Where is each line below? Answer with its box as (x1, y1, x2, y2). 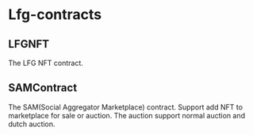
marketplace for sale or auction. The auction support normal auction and (8, 110, 246, 120)
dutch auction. (8, 119, 56, 129)
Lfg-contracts (8, 6, 102, 24)
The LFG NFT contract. (8, 58, 83, 67)
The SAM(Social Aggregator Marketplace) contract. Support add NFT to (8, 102, 243, 112)
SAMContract (8, 81, 78, 94)
